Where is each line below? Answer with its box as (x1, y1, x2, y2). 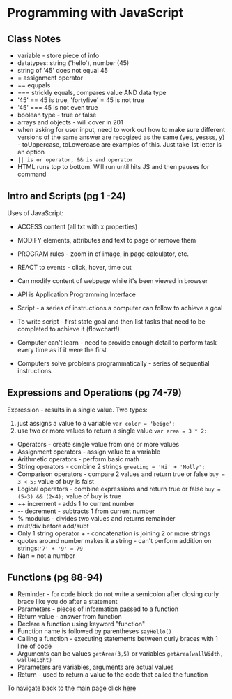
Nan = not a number (17, 551, 75, 560)
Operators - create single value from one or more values (17, 440, 180, 448)
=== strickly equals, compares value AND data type (17, 89, 167, 96)
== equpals (17, 81, 51, 89)
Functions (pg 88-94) (7, 572, 103, 584)
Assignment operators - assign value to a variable (17, 447, 161, 456)
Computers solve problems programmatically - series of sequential (17, 359, 210, 368)
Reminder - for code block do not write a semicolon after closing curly (17, 590, 219, 598)
